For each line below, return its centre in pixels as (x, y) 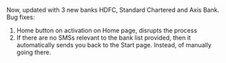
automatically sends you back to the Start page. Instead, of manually (114, 45)
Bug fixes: (21, 17)
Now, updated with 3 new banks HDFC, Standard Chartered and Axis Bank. (113, 10)
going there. (34, 52)
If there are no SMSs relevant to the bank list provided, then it (103, 38)
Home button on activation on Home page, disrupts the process (107, 30)
